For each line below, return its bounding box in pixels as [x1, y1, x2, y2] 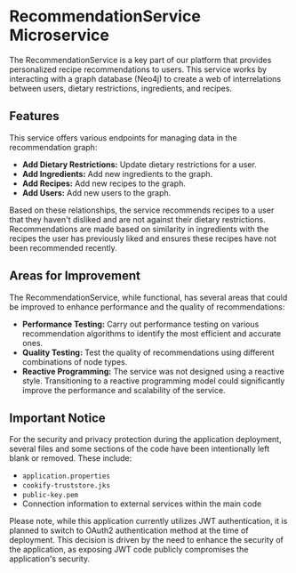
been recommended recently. [9, 242, 117, 253]
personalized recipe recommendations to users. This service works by [9, 64, 268, 75]
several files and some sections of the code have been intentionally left [9, 443, 270, 455]
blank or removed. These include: [9, 453, 132, 464]
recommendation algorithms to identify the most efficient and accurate [21, 327, 282, 339]
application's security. [9, 553, 91, 564]
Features [9, 109, 60, 124]
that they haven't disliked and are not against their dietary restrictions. [9, 214, 266, 224]
